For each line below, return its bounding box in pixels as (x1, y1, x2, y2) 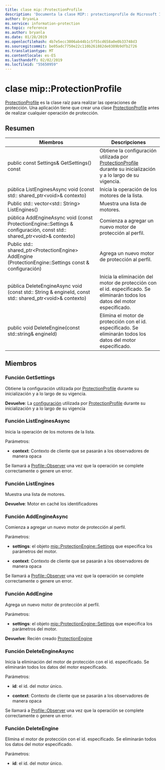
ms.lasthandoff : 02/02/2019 (5, 58, 63, 62)
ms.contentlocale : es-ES (5, 53, 56, 58)
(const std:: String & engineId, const (7, 288, 90, 295)
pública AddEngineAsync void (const (7, 214, 93, 221)
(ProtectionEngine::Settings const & (7, 259, 90, 266)
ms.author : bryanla (5, 30, 45, 35)
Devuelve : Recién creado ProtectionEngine (5, 635, 92, 641)
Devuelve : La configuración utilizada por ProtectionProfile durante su (5, 400, 146, 406)
